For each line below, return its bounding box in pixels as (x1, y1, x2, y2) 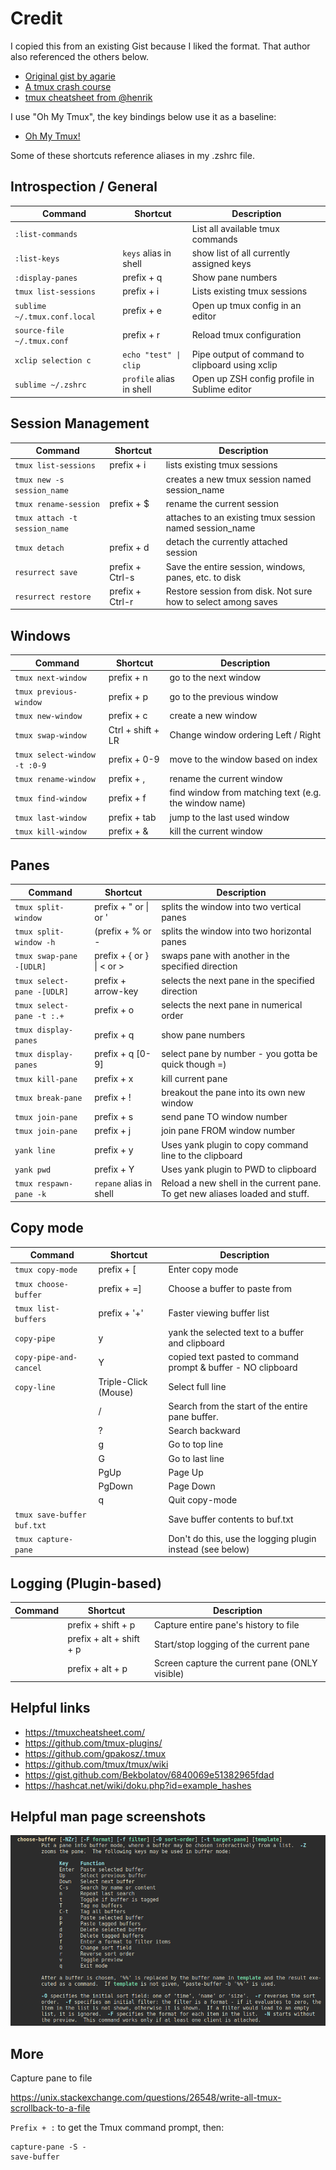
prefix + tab (108, 811, 157, 823)
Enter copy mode (168, 1263, 239, 1276)
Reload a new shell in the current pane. (161, 1177, 322, 1189)
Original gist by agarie (24, 70, 116, 82)
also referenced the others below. (10, 50, 149, 62)
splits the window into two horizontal (161, 925, 312, 937)
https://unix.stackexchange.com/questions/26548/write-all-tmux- (10, 2092, 282, 2104)
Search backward (168, 1425, 241, 1436)
